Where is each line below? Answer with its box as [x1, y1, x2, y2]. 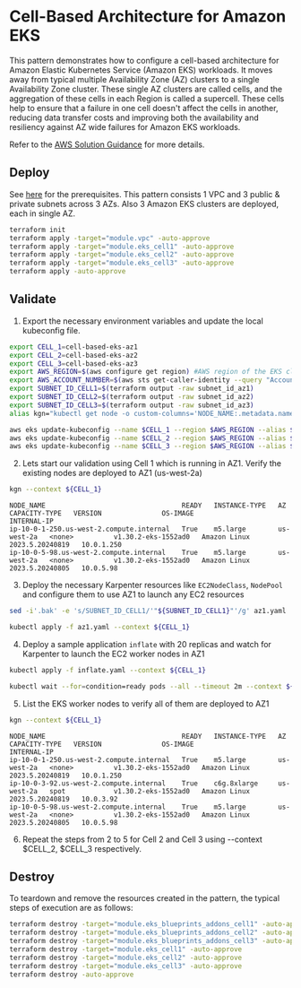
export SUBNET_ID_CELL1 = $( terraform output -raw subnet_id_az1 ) [9, 384, 254, 394]
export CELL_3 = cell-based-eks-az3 [9, 359, 139, 368]
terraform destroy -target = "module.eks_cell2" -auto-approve [9, 953, 243, 962]
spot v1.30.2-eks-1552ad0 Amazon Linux [48, 786, 251, 795]
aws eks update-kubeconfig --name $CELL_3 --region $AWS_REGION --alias [9, 442, 287, 451]
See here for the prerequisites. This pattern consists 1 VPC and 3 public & [9, 188, 280, 199]
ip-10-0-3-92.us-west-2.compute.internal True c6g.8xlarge [9, 778, 258, 788]
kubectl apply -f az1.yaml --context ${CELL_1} [9, 623, 191, 632]
